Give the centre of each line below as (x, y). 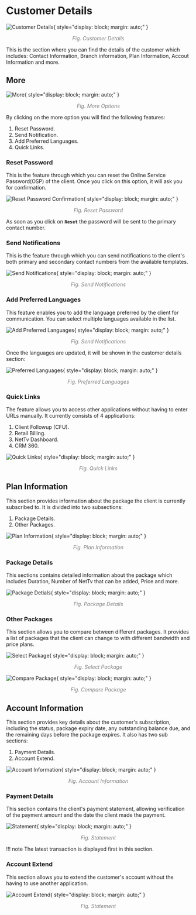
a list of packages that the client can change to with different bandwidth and (98, 638)
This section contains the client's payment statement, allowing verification (95, 809)
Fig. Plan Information (98, 547)
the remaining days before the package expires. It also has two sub (87, 735)
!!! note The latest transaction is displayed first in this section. (80, 849)
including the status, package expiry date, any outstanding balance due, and (98, 728)
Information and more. (33, 62)
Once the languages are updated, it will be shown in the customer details (94, 353)
